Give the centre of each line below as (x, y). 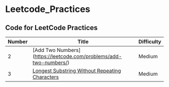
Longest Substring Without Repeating (77, 71)
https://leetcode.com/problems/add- (78, 56)
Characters (46, 77)
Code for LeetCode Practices (52, 28)
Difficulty (150, 42)
